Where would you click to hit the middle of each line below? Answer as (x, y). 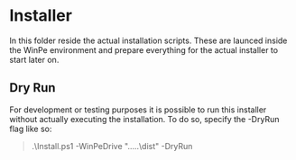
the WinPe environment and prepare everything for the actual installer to (143, 49)
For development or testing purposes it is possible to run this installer (138, 110)
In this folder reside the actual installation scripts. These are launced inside (148, 40)
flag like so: (31, 129)
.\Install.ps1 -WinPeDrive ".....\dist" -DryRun (112, 146)
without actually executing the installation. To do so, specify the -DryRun (144, 119)
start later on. (34, 59)
